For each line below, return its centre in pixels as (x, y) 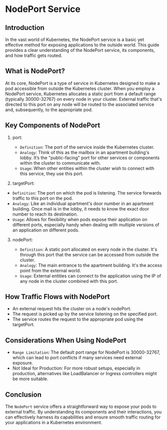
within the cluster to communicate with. (60, 163)
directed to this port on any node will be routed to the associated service (80, 104)
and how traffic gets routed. (34, 55)
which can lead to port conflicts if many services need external (77, 358)
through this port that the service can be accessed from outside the (89, 254)
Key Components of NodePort (53, 125)
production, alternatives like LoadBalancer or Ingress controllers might (84, 374)
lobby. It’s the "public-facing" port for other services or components (90, 158)
